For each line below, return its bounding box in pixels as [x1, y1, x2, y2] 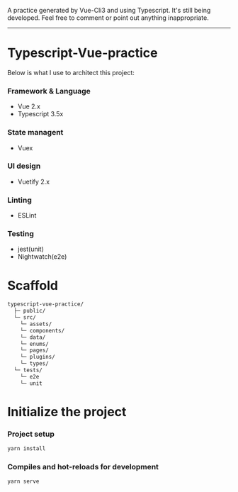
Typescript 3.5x [17, 110, 64, 118]
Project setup [7, 429, 55, 439]
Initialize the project [7, 403, 127, 420]
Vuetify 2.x [17, 177, 50, 186]
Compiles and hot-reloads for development [7, 462, 159, 472]
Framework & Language [7, 86, 91, 96]
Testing [7, 229, 34, 239]
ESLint [17, 211, 37, 220]
